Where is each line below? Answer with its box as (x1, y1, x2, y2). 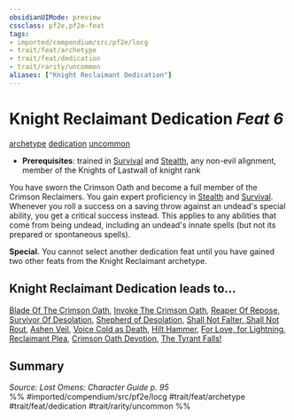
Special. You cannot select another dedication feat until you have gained (9, 245, 275, 257)
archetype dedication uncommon (9, 138, 131, 149)
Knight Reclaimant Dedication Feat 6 (9, 108, 284, 128)
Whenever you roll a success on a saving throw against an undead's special (9, 200, 286, 211)
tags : (9, 29, 29, 38)
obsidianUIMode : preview (9, 12, 101, 22)
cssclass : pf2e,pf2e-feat (9, 21, 104, 30)
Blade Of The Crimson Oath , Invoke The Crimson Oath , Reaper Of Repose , (9, 305, 281, 315)
